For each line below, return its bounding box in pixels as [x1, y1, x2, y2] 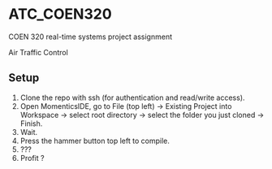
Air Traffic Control [8, 47, 69, 57]
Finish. [19, 119, 43, 128]
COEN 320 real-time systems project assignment [8, 32, 173, 41]
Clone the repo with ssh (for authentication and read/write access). [19, 93, 245, 102]
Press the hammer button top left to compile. [19, 136, 171, 145]
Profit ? [19, 153, 45, 162]
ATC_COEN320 [8, 5, 112, 24]
